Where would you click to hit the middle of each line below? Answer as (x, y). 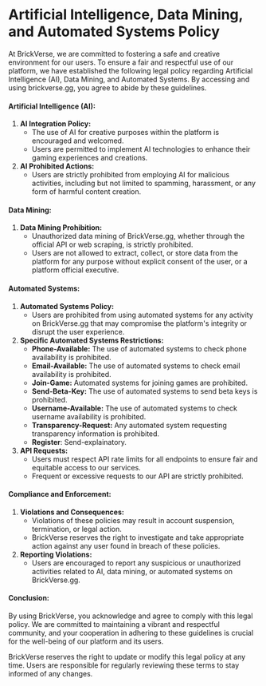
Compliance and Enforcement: (60, 494)
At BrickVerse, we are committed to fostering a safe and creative (114, 54)
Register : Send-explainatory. (79, 442)
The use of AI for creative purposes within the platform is (125, 133)
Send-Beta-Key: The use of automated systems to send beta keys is (145, 391)
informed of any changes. (51, 673)
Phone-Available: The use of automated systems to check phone (139, 348)
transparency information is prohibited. (96, 434)
